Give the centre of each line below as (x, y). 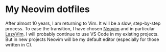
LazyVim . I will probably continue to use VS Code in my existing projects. (82, 34)
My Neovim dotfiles (48, 9)
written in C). (19, 44)
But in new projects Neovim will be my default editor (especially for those (82, 39)
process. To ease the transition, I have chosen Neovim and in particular (80, 28)
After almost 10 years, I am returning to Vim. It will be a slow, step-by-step (83, 23)
